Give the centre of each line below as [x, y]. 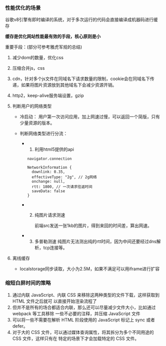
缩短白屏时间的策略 [28, 283]
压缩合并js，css [28, 68]
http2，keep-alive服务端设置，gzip [48, 96]
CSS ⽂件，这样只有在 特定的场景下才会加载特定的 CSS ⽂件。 [76, 338]
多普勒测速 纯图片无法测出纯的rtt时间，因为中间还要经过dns [96, 241]
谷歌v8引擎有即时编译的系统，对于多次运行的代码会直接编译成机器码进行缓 [82, 20]
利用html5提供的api [54, 149]
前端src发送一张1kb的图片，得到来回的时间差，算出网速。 [93, 226]
